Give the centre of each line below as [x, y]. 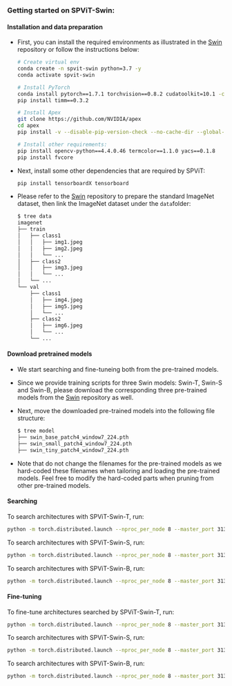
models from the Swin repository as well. [75, 398]
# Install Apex [39, 113]
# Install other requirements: [62, 144]
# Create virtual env [48, 62]
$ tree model [36, 431]
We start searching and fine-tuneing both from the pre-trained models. [118, 370]
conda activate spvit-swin [56, 75]
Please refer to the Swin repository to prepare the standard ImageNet [116, 196]
